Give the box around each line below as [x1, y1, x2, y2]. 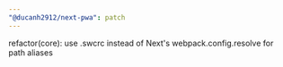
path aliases [8, 46, 53, 58]
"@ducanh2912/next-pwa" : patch [8, 13, 126, 22]
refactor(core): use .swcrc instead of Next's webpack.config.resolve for [8, 38, 274, 48]
